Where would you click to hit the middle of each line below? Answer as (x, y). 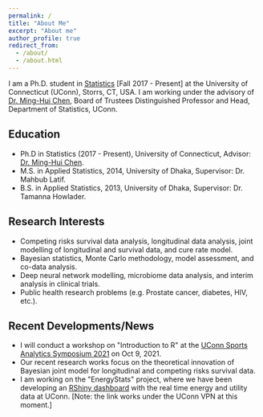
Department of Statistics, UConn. (63, 108)
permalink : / (30, 16)
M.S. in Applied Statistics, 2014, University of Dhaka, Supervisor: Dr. (132, 170)
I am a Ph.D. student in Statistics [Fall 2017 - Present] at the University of (128, 83)
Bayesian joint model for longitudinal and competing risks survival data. (138, 371)
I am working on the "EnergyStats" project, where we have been (126, 379)
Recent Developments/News (81, 326)
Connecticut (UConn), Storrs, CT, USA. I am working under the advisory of (131, 92)
